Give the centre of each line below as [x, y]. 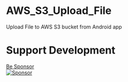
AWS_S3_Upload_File [59, 11]
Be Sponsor [20, 66]
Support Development [61, 50]
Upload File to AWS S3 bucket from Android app [64, 27]
